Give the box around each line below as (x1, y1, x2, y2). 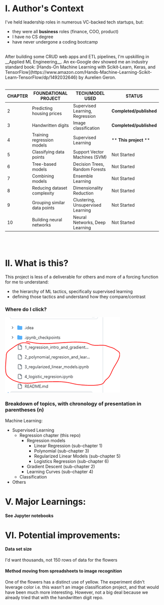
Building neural (32, 217, 62, 223)
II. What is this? (5, 258, 69, 269)
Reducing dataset (32, 185, 67, 191)
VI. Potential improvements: (5, 530, 121, 540)
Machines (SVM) (73, 154, 107, 160)
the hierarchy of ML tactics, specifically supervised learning (12, 289, 133, 295)
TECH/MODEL (75, 90, 105, 96)
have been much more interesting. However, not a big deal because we (5, 589, 148, 595)
